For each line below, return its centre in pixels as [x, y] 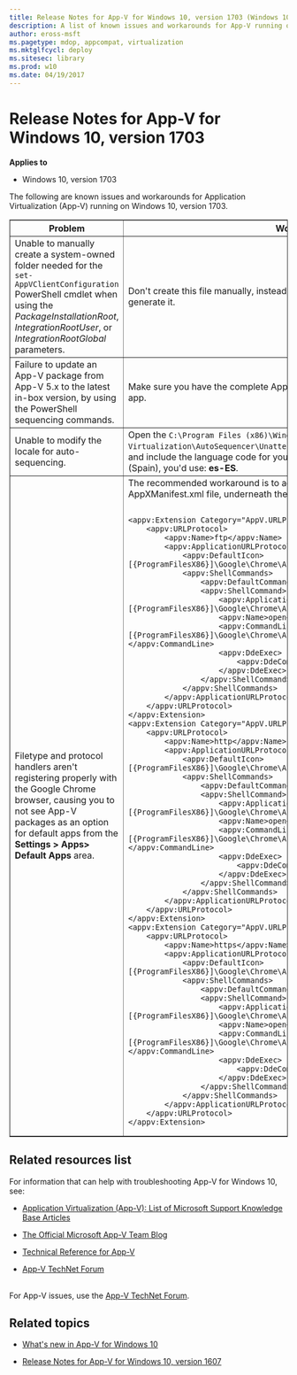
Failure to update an [56, 364]
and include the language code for [199, 457]
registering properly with [66, 777]
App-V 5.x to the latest [62, 386]
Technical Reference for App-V [78, 1251]
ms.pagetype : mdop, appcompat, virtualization [96, 42]
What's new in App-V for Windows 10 [90, 1344]
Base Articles [46, 1217]
